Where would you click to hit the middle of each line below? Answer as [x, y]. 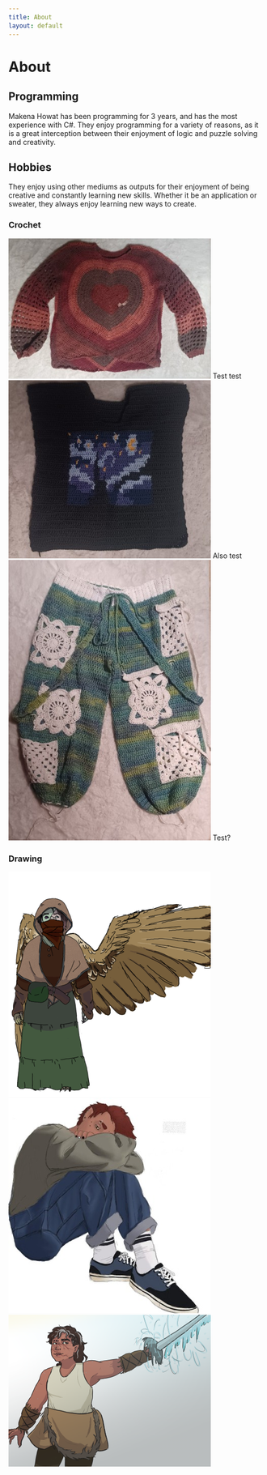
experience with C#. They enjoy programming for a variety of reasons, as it [133, 125]
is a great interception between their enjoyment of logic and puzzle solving [133, 133]
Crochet [25, 225]
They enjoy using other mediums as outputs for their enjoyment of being [129, 187]
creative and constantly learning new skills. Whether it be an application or [133, 195]
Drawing [25, 859]
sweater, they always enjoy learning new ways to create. [102, 204]
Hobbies [30, 167]
